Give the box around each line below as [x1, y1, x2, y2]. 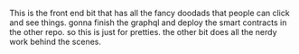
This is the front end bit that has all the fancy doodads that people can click [9, 8, 291, 18]
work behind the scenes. [9, 36, 102, 47]
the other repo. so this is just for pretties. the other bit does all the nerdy [9, 27, 277, 37]
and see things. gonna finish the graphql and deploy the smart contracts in [9, 17, 287, 28]
